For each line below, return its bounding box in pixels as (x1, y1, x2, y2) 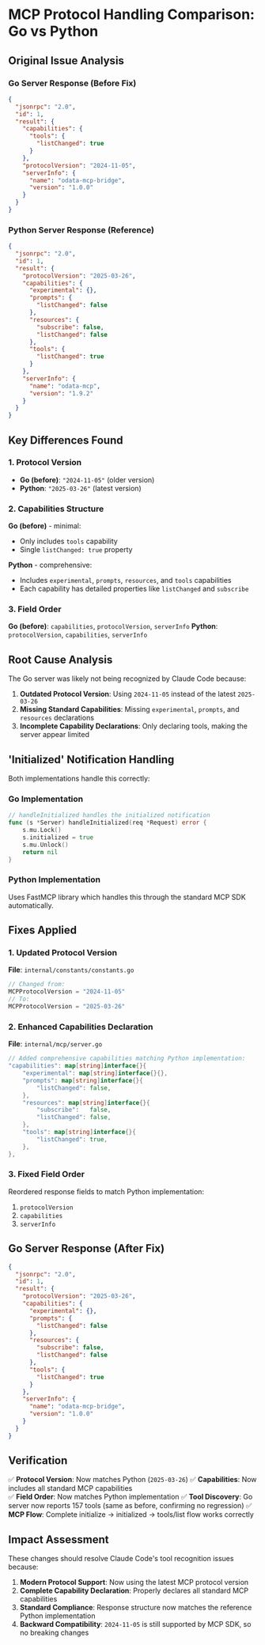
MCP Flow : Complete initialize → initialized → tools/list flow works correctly (8, 1510, 255, 1519)
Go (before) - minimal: (8, 521, 81, 531)
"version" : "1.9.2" (28, 389, 93, 397)
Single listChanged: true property (19, 545, 133, 554)
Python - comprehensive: (8, 560, 93, 570)
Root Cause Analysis (8, 652, 113, 666)
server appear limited (19, 730, 89, 739)
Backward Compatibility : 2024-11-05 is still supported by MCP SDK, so (19, 1620, 252, 1629)
